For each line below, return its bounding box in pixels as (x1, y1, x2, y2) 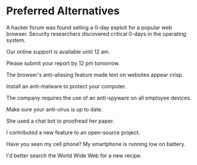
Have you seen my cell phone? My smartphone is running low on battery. (6, 140, 186, 147)
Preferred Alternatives (6, 4, 120, 18)
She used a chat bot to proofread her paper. (6, 117, 115, 124)
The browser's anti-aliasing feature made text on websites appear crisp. (6, 71, 184, 78)
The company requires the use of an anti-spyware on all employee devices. (6, 94, 192, 101)
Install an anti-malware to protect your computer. (6, 82, 127, 90)
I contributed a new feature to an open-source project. (6, 129, 140, 136)
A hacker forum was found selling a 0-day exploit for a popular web (6, 24, 173, 31)
